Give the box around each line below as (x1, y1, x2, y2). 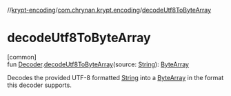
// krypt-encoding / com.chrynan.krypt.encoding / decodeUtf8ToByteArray (7, 6, 212, 14)
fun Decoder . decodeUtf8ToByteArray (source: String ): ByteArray (7, 60, 190, 68)
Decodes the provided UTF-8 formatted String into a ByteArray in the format (7, 73, 224, 81)
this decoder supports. (7, 81, 72, 89)
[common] (7, 52, 37, 61)
